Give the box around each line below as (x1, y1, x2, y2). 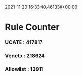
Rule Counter (5, 22, 60, 33)
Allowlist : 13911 (5, 65, 43, 72)
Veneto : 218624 (5, 52, 45, 59)
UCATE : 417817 (5, 39, 43, 46)
